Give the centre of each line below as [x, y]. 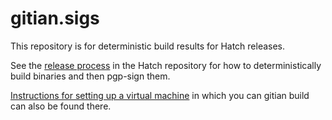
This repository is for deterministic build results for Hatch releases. [148, 46]
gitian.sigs [55, 18]
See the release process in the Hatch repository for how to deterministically [166, 65]
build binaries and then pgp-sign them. [90, 76]
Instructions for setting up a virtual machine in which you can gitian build [160, 95]
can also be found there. [61, 106]
